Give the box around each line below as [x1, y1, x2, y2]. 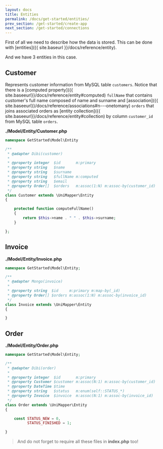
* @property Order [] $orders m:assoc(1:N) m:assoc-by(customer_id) [7, 183, 156, 188]
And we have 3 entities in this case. [5, 54, 78, 60]
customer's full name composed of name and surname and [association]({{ [5, 97, 159, 103]
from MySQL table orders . [5, 118, 58, 124]
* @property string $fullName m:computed [7, 174, 98, 179]
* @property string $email [7, 179, 68, 184]
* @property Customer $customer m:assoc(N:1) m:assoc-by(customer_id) [7, 380, 156, 385]
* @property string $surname [7, 169, 72, 175]
